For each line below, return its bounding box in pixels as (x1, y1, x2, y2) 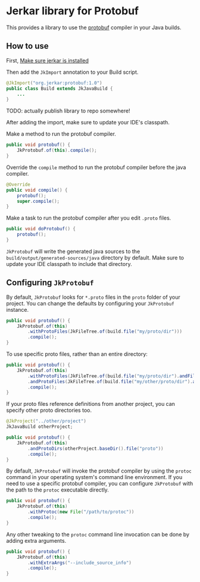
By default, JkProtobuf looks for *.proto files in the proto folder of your (6, 293, 180, 301)
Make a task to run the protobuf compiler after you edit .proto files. (6, 214, 171, 221)
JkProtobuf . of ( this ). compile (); (17, 148, 97, 154)
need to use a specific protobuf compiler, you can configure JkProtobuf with (6, 480, 193, 487)
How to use (6, 41, 49, 51)
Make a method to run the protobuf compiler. (6, 130, 116, 137)
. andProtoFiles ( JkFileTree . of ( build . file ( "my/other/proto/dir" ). (27, 378, 193, 384)
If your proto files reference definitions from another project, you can (6, 400, 176, 408)
